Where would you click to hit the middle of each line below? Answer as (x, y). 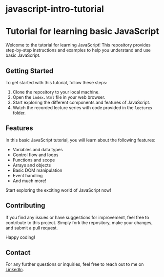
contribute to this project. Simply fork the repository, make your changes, (79, 222)
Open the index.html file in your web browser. (59, 97)
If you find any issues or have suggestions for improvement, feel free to (77, 217)
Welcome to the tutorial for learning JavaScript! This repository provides (78, 45)
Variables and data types (38, 149)
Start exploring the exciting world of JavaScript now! (58, 190)
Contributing (25, 206)
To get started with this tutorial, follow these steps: (56, 82)
